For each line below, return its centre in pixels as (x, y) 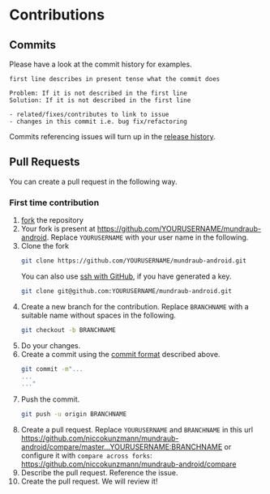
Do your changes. (51, 345)
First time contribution (54, 202)
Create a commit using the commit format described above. (120, 354)
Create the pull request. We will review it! (89, 481)
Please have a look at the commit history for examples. (101, 64)
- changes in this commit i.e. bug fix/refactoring (98, 121)
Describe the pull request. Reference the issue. (99, 473)
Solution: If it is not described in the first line (100, 100)
